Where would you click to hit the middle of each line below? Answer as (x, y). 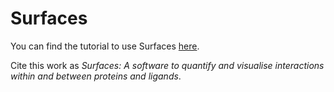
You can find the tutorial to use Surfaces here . (105, 46)
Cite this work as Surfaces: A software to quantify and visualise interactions (167, 65)
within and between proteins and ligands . (96, 76)
